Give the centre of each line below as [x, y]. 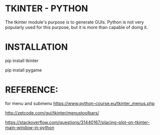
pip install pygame [24, 70]
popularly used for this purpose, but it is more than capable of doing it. [77, 27]
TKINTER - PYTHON [47, 9]
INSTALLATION [36, 47]
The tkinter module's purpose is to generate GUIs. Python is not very [75, 22]
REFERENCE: [32, 90]
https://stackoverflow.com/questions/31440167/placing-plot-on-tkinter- [78, 122]
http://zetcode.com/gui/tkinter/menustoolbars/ [52, 112]
